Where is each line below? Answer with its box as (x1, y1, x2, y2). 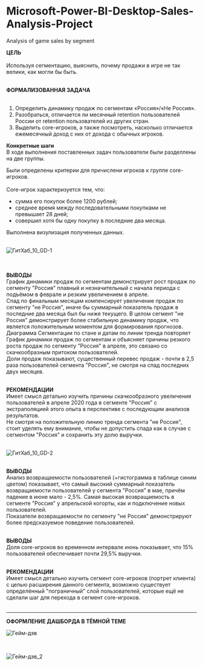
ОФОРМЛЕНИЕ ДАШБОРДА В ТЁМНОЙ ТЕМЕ (6, 618, 126, 625)
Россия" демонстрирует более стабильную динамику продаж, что (6, 316, 179, 323)
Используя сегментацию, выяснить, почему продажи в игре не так (6, 62, 181, 69)
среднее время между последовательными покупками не (14, 204, 167, 211)
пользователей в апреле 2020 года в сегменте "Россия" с (6, 398, 157, 406)
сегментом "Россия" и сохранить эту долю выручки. (6, 431, 144, 438)
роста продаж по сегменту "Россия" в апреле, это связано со (6, 342, 168, 349)
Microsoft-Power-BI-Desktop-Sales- (6, 4, 194, 18)
